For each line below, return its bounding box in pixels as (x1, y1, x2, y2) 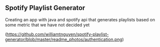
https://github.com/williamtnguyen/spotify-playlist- (6, 31, 109, 37)
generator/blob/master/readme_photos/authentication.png (5, 36, 123, 42)
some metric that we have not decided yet (5, 22, 90, 28)
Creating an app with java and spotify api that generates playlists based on (5, 16, 155, 22)
